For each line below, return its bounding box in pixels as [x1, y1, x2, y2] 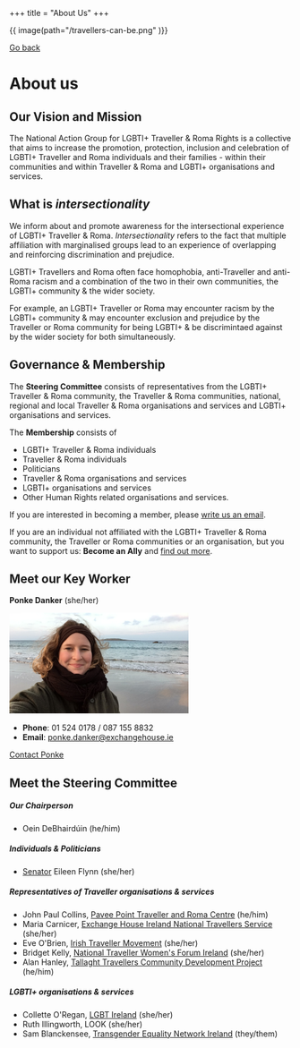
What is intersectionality [9, 197, 150, 212]
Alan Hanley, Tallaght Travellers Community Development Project [21, 957, 262, 967]
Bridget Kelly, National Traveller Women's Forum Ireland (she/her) [21, 947, 265, 958]
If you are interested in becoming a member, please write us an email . [9, 509, 267, 520]
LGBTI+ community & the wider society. [9, 285, 156, 296]
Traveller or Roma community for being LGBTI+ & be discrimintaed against [9, 321, 283, 332]
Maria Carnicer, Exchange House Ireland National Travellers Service [21, 918, 273, 929]
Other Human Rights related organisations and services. [21, 491, 229, 502]
